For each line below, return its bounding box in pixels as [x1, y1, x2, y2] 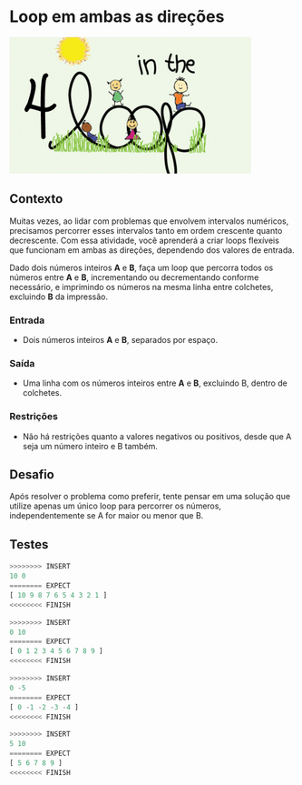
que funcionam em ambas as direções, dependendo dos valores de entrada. [9, 244, 295, 256]
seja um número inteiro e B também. [22, 440, 159, 451]
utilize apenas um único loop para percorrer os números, [9, 500, 222, 511]
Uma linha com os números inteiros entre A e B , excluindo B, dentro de [22, 377, 287, 388]
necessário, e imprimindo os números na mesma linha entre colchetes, [9, 281, 274, 292]
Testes [9, 537, 49, 552]
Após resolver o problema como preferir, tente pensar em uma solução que [9, 491, 291, 502]
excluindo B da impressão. [9, 291, 109, 302]
